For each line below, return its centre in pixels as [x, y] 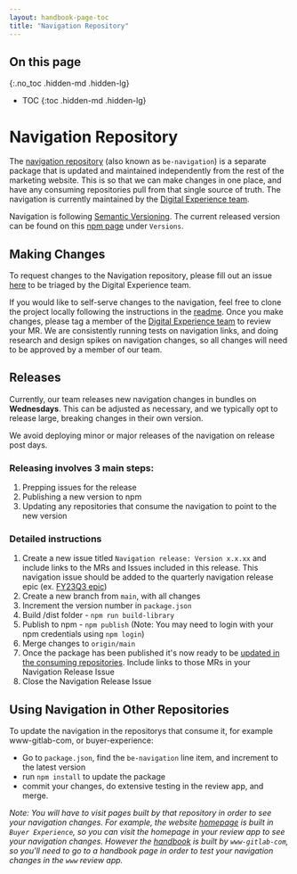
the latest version [54, 767]
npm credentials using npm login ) [83, 634]
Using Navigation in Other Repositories [119, 709]
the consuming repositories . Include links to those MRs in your [136, 663]
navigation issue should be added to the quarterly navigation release [148, 577]
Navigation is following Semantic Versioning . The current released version [144, 217]
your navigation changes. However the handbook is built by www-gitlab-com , [149, 841]
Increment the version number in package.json [107, 606]
